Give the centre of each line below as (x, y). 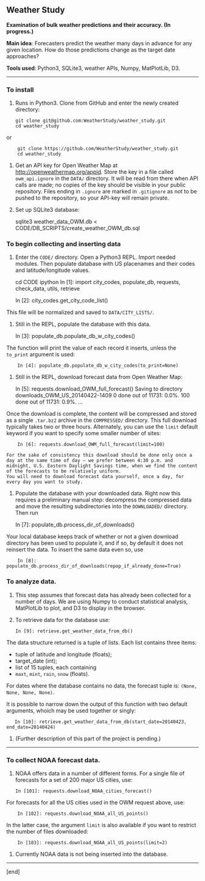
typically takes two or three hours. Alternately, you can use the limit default (102, 427)
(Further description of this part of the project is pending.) (88, 738)
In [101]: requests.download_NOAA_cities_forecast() (84, 791)
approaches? (23, 56)
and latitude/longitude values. (52, 270)
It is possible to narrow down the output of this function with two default (97, 704)
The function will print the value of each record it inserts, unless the (92, 348)
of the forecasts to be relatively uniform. (64, 471)
